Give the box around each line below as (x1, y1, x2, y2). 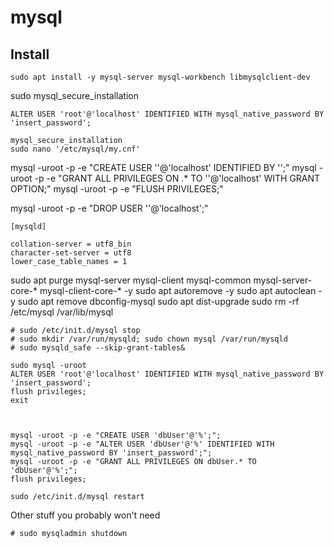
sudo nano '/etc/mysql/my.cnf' (10, 144, 141, 154)
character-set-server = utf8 (10, 248, 132, 258)
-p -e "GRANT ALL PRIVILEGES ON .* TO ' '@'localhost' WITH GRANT (34, 172, 321, 184)
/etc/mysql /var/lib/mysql (10, 306, 114, 318)
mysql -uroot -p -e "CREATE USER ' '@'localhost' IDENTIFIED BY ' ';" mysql (10, 162, 317, 173)
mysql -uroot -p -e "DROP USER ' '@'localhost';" (10, 202, 209, 214)
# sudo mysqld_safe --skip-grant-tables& (10, 343, 186, 353)
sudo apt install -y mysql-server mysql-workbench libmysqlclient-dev (10, 72, 311, 82)
